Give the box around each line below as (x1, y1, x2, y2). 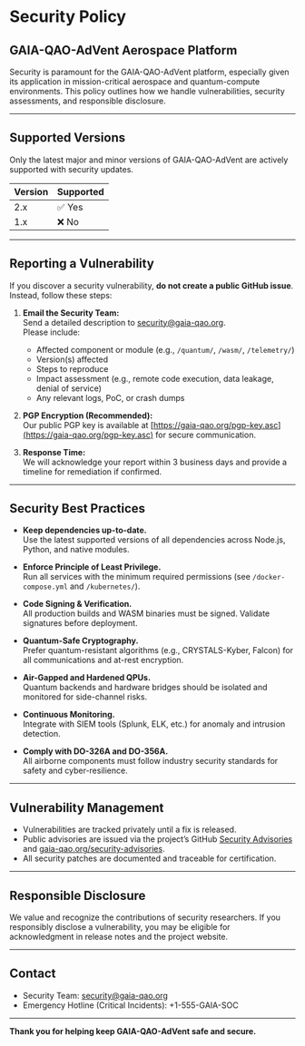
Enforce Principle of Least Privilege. (22, 562, 162, 572)
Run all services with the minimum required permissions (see (22, 572, 251, 582)
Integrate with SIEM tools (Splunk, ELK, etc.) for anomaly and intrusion (22, 719, 286, 729)
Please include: (22, 327, 80, 337)
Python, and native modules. (22, 544, 130, 555)
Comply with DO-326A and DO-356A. (22, 746, 169, 757)
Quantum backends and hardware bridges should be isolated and (22, 682, 268, 693)
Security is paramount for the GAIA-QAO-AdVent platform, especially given (9, 66, 290, 77)
